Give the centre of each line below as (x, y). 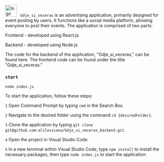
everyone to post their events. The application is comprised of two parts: (79, 26)
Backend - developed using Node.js (41, 45)
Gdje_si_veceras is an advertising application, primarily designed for (89, 15)
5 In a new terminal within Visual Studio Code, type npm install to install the (82, 149)
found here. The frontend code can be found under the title (65, 60)
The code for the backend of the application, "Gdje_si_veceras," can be (77, 54)
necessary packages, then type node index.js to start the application (76, 155)
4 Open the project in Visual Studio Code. (47, 140)
